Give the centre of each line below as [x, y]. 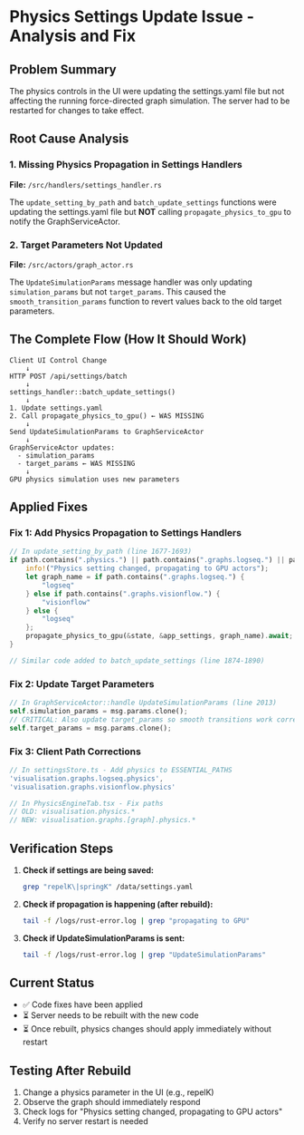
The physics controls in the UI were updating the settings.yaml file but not [147, 91]
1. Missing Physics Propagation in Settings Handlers [126, 165]
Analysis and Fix [73, 36]
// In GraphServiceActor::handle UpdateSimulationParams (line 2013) [143, 703]
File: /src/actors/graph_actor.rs [71, 264]
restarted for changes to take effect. [77, 110]
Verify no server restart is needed [85, 1121]
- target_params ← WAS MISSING [76, 463]
